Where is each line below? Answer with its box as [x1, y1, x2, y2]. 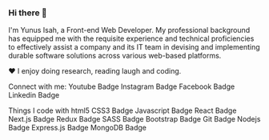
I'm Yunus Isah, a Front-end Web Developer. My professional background [8, 26, 251, 35]
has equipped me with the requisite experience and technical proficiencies [8, 34, 255, 43]
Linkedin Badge [8, 90, 60, 100]
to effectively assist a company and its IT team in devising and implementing [8, 42, 260, 52]
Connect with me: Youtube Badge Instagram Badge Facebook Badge [8, 82, 235, 91]
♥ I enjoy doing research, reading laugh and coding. [8, 66, 182, 76]
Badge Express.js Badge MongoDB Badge [8, 123, 147, 133]
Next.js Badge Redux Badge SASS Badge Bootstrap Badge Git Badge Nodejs [8, 114, 261, 124]
